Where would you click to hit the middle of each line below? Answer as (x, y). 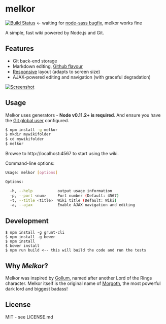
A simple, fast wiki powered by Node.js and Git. (55, 32)
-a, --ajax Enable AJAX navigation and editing (73, 205)
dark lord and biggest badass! (37, 289)
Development (27, 221)
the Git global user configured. (37, 120)
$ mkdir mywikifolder (28, 134)
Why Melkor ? (27, 266)
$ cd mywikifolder (25, 139)
